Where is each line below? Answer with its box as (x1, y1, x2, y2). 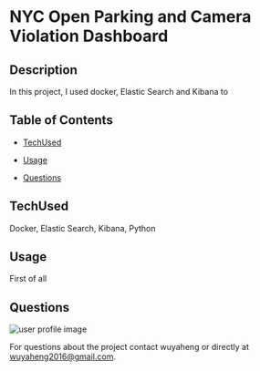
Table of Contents (9, 112, 114, 129)
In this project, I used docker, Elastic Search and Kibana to (9, 87, 229, 97)
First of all (9, 273, 47, 284)
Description (9, 62, 78, 77)
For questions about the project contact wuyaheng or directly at (9, 342, 249, 353)
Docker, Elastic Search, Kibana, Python (9, 222, 157, 233)
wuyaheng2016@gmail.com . (9, 351, 117, 362)
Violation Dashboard (9, 26, 169, 46)
